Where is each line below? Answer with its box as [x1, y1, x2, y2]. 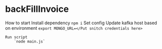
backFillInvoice [5, 3, 69, 15]
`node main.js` [14, 39, 46, 44]
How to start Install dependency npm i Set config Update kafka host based [5, 20, 158, 26]
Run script [5, 35, 28, 40]
